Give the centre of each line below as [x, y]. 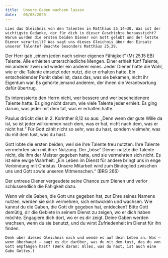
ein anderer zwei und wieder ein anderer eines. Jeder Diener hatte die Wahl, [84, 66]
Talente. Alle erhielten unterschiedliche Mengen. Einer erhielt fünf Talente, [82, 61]
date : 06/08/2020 [26, 15]
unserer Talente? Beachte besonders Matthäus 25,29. [62, 46]
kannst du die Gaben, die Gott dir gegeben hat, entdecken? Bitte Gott [77, 207]
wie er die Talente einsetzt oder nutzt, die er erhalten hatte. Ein [70, 72]
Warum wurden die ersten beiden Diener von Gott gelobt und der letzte [82, 37]
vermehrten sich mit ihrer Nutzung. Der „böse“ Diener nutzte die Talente [80, 149]
